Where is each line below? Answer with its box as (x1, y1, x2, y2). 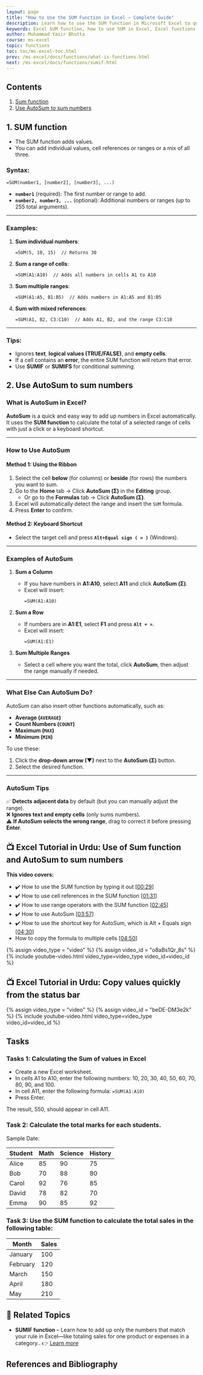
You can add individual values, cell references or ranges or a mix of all (14, 145, 190, 152)
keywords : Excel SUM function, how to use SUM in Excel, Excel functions (6, 25, 196, 32)
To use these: (6, 745, 40, 752)
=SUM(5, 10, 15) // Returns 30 (14, 249, 97, 256)
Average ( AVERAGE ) (14, 714, 62, 721)
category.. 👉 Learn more (14, 1339, 79, 1347)
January (9, 1250, 33, 1258)
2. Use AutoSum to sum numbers (6, 380, 133, 391)
